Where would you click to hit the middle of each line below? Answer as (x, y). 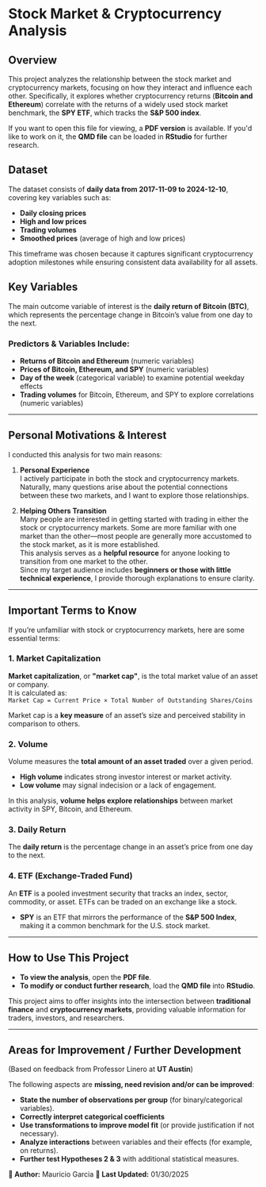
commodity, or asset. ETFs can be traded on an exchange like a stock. (123, 901)
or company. (29, 684)
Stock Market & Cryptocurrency (115, 14)
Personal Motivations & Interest (87, 435)
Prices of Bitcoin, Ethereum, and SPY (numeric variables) (114, 369)
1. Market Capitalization (55, 658)
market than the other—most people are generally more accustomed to (135, 536)
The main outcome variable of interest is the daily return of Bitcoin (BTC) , (129, 306)
